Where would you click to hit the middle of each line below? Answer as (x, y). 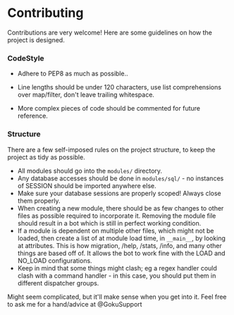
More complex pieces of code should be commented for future (109, 109)
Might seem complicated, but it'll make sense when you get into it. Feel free (117, 297)
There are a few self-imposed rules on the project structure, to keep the (111, 149)
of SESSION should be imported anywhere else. (87, 185)
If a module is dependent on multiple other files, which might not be (116, 230)
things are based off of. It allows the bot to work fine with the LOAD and (121, 253)
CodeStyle (26, 58)
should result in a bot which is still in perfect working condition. (109, 223)
